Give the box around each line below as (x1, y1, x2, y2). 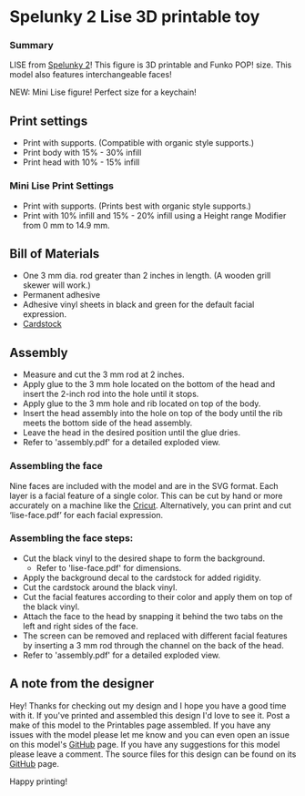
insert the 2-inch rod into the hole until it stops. (22, 389, 199, 400)
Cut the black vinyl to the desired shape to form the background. (22, 553, 266, 564)
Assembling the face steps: (9, 532, 134, 545)
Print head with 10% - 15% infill (22, 157, 140, 168)
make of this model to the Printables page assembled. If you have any (9, 719, 271, 730)
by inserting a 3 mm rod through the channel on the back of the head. (22, 639, 284, 650)
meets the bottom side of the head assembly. (22, 417, 193, 429)
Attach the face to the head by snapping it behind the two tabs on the (22, 610, 284, 621)
